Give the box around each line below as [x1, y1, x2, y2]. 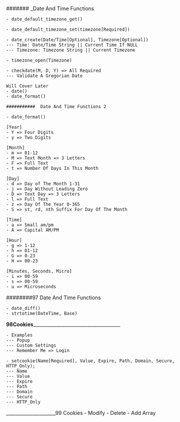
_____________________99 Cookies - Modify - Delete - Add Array [6, 410, 156, 416]
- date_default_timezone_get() [6, 16, 83, 22]
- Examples [6, 332, 33, 338]
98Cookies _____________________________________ [6, 321, 121, 328]
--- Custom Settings [6, 343, 57, 349]
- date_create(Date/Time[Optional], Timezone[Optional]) [6, 37, 149, 43]
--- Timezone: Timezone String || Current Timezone [6, 47, 135, 53]
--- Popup [6, 337, 31, 343]
